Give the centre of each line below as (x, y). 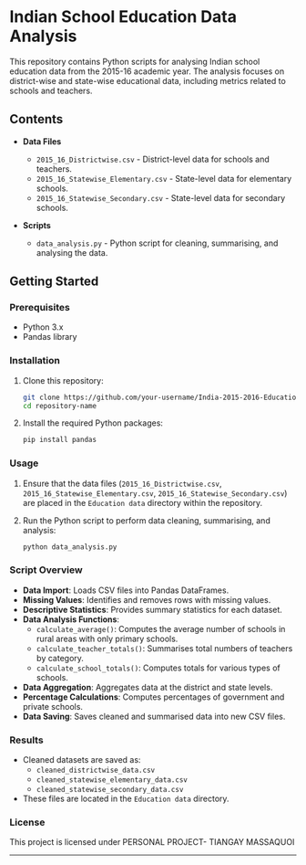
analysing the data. (72, 252)
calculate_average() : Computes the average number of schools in (161, 628)
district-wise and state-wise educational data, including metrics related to (148, 80)
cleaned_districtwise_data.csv (96, 770)
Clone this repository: (63, 380)
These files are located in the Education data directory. (126, 799)
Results (26, 740)
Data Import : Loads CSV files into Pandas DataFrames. (126, 590)
